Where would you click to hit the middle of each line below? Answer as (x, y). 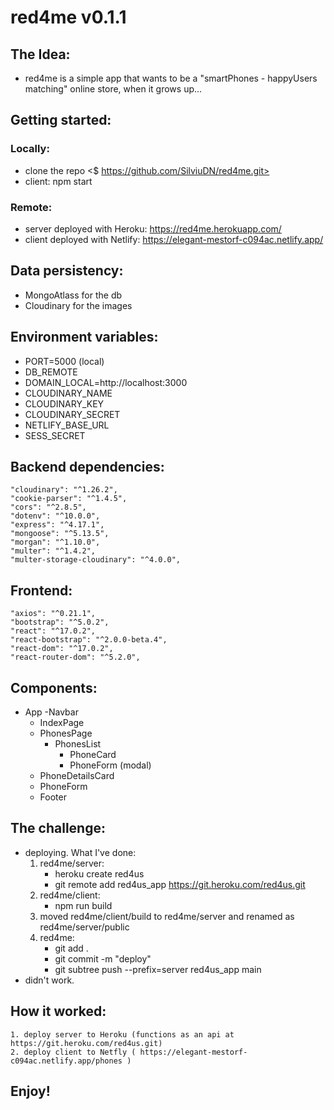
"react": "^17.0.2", (53, 631)
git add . (71, 948)
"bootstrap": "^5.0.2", (60, 622)
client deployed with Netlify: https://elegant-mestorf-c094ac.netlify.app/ (174, 239)
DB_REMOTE (51, 372)
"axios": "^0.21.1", (53, 614)
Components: (54, 687)
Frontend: (41, 590)
